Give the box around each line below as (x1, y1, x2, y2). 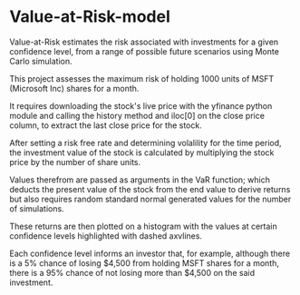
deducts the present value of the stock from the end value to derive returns (9, 183, 291, 194)
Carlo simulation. (9, 55, 73, 66)
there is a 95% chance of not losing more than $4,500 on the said (9, 267, 256, 278)
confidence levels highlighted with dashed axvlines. (9, 230, 202, 241)
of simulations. (9, 202, 65, 214)
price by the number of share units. (9, 156, 141, 167)
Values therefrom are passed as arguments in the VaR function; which (9, 174, 270, 185)
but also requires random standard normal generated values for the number (9, 193, 292, 204)
